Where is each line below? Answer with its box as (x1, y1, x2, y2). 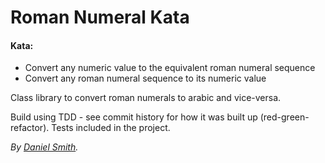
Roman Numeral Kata (10, 6, 190, 29)
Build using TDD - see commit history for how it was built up (10, 111, 258, 123)
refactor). (10, 122, 50, 134)
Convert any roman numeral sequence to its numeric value (24, 72, 267, 85)
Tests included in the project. (51, 122, 171, 134)
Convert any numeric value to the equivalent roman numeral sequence (24, 62, 316, 74)
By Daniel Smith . (10, 141, 79, 153)
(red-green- (259, 111, 310, 123)
